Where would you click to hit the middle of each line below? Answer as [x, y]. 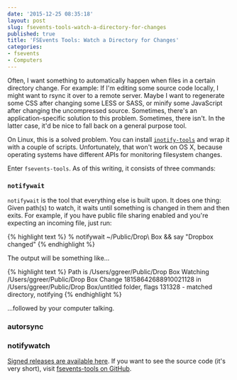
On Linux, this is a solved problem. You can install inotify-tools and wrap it [118, 139]
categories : [25, 47]
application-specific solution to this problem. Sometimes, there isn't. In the [116, 118]
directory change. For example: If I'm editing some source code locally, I [113, 88]
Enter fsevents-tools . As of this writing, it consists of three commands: [112, 168]
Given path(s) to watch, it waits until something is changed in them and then [118, 208]
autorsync [26, 326]
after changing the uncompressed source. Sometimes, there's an [102, 110]
